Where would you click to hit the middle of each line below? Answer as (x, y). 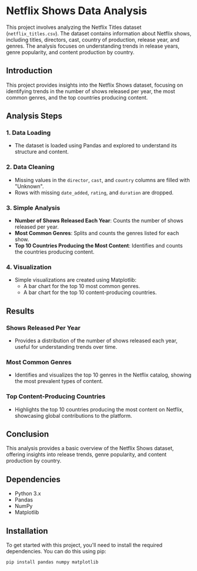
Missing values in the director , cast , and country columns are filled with (102, 180)
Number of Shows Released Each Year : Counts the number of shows (99, 221)
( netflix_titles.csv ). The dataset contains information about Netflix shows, (99, 33)
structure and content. (42, 152)
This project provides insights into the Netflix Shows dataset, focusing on (95, 85)
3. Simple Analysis (33, 207)
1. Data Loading (29, 133)
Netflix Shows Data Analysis (77, 11)
